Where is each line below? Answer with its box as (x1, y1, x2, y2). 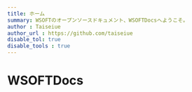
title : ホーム (7, 10, 46, 17)
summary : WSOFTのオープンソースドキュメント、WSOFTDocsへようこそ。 (7, 17, 188, 24)
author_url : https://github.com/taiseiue (7, 29, 133, 37)
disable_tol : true (7, 36, 61, 43)
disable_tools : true (7, 43, 71, 49)
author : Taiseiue (7, 23, 61, 30)
